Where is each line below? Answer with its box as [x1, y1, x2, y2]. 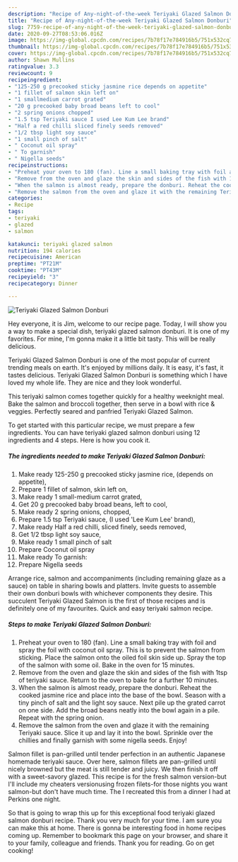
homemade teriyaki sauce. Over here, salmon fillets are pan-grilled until [8, 757, 216, 766]
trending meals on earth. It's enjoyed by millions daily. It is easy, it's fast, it [8, 363, 224, 372]
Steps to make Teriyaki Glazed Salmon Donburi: [8, 620, 152, 629]
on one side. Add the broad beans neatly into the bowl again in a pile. [18, 705, 220, 714]
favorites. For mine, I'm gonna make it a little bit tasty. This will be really [8, 334, 216, 343]
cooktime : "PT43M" [8, 267, 62, 274]
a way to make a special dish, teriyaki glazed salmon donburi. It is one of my [8, 327, 230, 335]
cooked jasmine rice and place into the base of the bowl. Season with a [18, 691, 226, 699]
